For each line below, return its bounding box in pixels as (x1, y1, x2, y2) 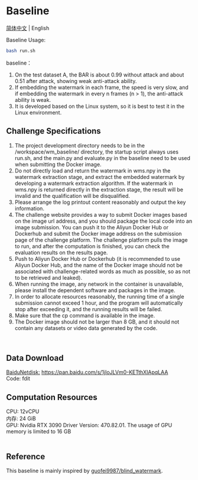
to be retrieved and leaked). (14, 274, 83, 281)
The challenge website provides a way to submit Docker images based (14, 211, 187, 218)
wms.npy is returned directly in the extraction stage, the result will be (14, 185, 183, 193)
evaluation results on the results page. (14, 249, 108, 256)
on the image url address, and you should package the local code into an (14, 217, 193, 225)
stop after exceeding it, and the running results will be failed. (14, 305, 163, 312)
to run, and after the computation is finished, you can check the (14, 242, 170, 249)
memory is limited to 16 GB (6, 428, 72, 435)
